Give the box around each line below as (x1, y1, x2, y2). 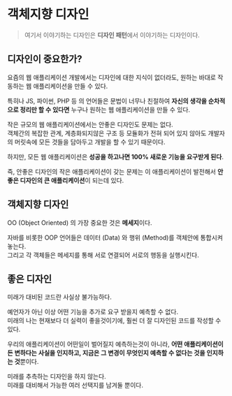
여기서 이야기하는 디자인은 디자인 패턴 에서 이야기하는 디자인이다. (24, 31, 201, 39)
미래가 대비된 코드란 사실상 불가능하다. (7, 293, 112, 301)
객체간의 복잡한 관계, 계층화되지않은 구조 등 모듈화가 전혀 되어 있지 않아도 (7, 129, 207, 137)
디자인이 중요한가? (7, 53, 82, 65)
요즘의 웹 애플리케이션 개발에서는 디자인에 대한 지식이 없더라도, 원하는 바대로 (7, 73, 217, 81)
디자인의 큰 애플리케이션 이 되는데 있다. (20, 176, 124, 184)
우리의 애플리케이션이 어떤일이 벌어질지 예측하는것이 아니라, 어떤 (7, 340, 183, 349)
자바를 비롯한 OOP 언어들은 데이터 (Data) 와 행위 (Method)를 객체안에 (7, 233, 199, 242)
